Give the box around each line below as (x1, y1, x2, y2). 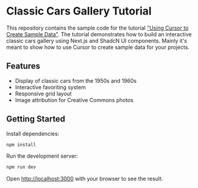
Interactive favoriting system (14, 83, 86, 91)
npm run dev (6, 164, 36, 170)
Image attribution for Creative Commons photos (14, 96, 134, 103)
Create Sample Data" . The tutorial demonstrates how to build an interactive (6, 30, 192, 37)
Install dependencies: (6, 130, 60, 137)
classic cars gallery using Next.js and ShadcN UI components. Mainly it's (6, 37, 188, 44)
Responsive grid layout (14, 89, 72, 97)
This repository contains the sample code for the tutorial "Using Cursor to (6, 24, 189, 31)
